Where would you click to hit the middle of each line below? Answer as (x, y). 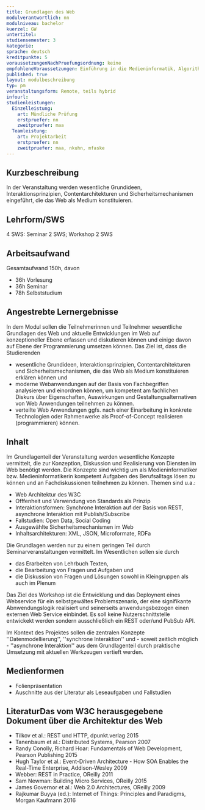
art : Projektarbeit (42, 137)
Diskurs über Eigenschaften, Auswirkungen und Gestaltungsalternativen (106, 396)
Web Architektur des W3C (48, 494)
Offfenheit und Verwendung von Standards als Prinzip (83, 501)
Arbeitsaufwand (38, 253)
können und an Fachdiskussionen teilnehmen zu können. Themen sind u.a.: (101, 482)
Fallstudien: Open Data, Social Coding (63, 520)
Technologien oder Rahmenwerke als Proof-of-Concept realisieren (99, 416)
